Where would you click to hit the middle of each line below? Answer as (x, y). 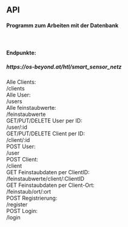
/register (17, 205)
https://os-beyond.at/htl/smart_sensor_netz (64, 67)
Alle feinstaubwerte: (31, 108)
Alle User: (19, 95)
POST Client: (22, 160)
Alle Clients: (21, 82)
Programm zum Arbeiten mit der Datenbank (62, 25)
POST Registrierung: (32, 198)
